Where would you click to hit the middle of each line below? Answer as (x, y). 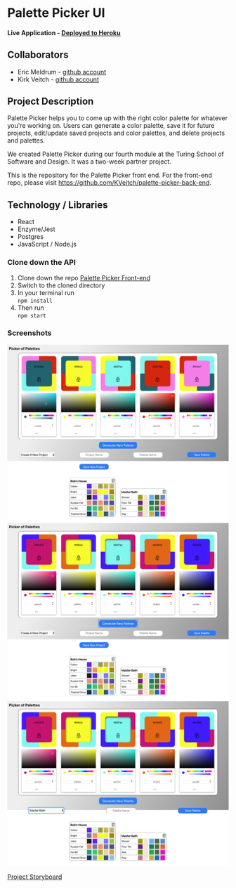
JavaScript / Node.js (47, 244)
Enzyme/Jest (36, 229)
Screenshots (29, 333)
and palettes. (26, 141)
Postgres (31, 237)
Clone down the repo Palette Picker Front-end (84, 277)
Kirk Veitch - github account (58, 79)
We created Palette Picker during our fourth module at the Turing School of (116, 154)
